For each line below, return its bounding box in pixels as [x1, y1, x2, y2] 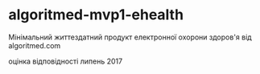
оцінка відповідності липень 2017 [8, 56, 123, 66]
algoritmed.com [8, 40, 61, 50]
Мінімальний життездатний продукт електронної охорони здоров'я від [8, 32, 252, 42]
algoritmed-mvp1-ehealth [8, 6, 184, 24]
